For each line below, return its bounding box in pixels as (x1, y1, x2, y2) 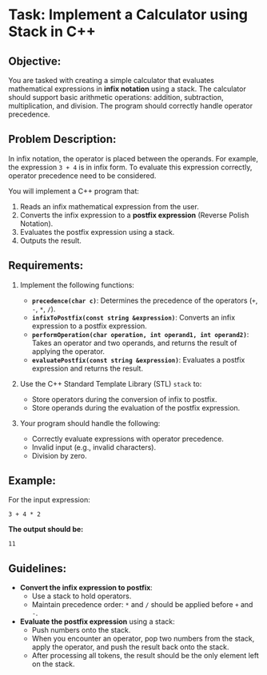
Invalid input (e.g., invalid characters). (31, 442, 157, 452)
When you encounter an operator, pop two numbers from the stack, (31, 633, 255, 644)
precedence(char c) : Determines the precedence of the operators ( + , (31, 296, 258, 305)
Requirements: (8, 259, 84, 272)
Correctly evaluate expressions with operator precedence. (31, 434, 224, 443)
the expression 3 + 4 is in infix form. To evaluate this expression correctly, (8, 162, 253, 172)
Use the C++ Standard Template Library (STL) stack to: (19, 379, 202, 388)
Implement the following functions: (19, 280, 134, 289)
